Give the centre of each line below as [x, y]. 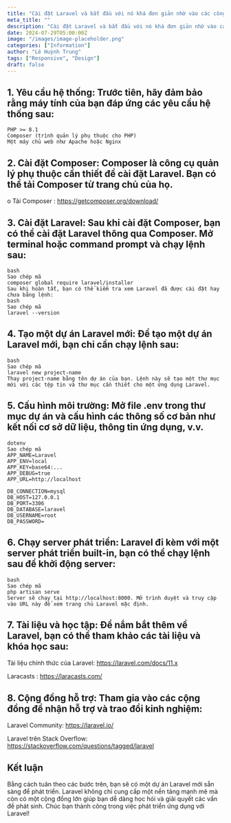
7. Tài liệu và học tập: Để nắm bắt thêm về [97, 624]
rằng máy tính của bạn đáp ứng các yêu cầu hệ [109, 104]
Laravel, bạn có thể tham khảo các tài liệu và [104, 635]
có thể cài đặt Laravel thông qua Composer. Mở [110, 234]
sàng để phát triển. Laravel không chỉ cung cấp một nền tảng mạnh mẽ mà [113, 791]
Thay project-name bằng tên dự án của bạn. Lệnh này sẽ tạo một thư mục [113, 378]
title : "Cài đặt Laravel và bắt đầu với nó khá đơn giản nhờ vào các [109, 13]
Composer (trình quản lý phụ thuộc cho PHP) [72, 136]
